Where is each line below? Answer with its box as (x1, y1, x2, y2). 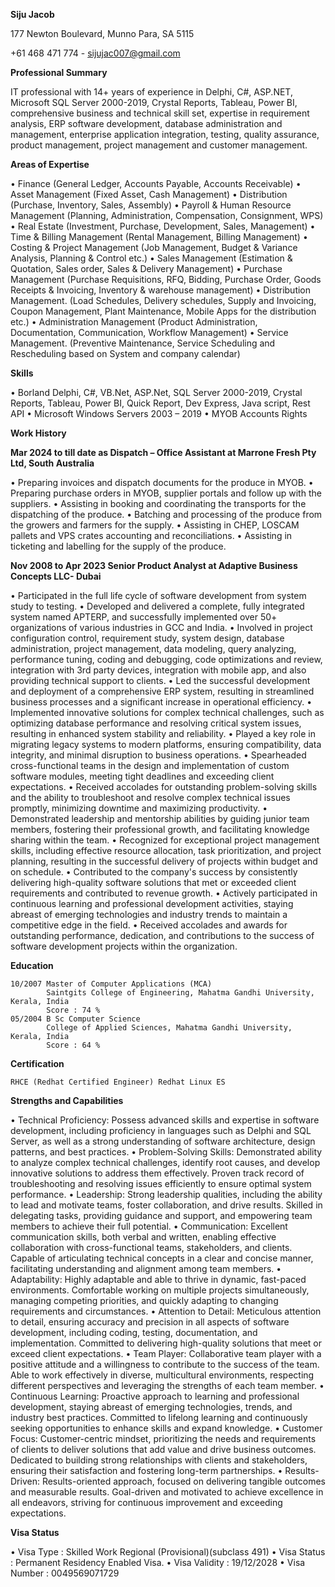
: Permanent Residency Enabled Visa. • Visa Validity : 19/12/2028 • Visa (10, 1557, 306, 1568)
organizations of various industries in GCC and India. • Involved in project (10, 622, 313, 633)
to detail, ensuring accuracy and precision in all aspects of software (10, 1316, 290, 1328)
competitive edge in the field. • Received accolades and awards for (10, 919, 288, 931)
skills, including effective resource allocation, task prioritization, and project (10, 845, 322, 856)
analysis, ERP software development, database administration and (10, 118, 283, 129)
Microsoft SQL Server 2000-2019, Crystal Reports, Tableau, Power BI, (10, 97, 298, 108)
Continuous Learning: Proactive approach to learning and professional (10, 1390, 300, 1402)
